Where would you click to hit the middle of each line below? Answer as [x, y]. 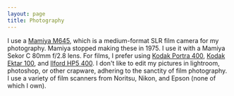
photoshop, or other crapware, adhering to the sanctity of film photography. [117, 71]
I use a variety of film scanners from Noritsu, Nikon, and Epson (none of [112, 78]
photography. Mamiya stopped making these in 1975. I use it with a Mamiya [116, 48]
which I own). [27, 85]
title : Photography [36, 20]
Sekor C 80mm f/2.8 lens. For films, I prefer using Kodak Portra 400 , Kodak [116, 55]
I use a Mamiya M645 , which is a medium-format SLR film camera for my [113, 40]
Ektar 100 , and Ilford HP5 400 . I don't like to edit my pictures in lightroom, [113, 63]
